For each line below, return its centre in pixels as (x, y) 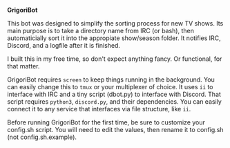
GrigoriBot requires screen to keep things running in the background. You (111, 80)
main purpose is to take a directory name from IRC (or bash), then (101, 31)
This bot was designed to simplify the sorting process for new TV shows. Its (115, 23)
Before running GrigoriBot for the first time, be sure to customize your (106, 122)
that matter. (23, 66)
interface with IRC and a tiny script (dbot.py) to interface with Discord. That (114, 94)
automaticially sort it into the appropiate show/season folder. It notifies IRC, (114, 38)
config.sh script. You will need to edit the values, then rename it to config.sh (115, 130)
